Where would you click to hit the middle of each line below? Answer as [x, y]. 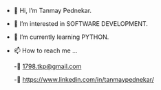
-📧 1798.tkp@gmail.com [47, 66]
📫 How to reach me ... [45, 50]
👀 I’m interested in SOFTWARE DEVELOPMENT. [80, 24]
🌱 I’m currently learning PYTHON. [61, 37]
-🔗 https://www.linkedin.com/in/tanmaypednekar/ [84, 79]
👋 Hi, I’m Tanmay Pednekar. [52, 11]
